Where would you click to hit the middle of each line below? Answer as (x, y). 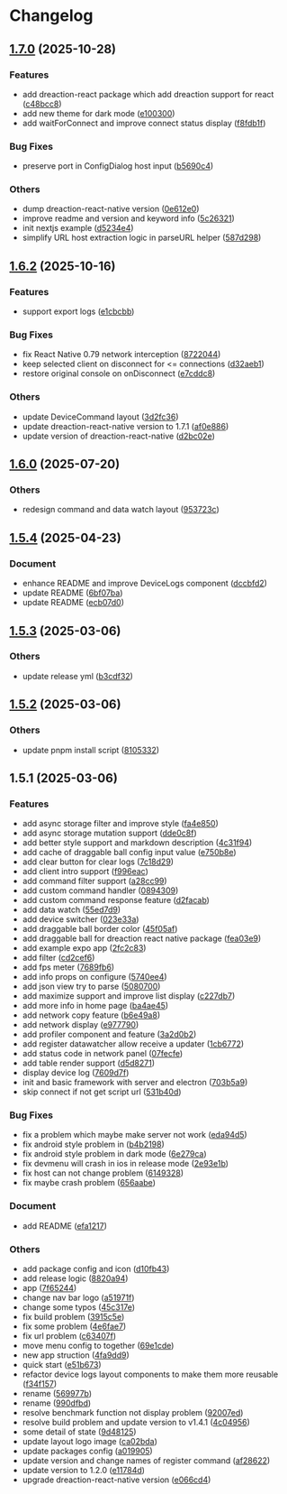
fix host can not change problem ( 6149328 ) (103, 1173)
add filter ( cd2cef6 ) (58, 958)
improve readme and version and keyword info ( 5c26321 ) (129, 218)
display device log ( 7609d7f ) (76, 1073)
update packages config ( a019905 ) (87, 1451)
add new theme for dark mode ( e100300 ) (99, 113)
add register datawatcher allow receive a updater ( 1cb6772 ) (133, 1044)
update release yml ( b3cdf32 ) (77, 676)
